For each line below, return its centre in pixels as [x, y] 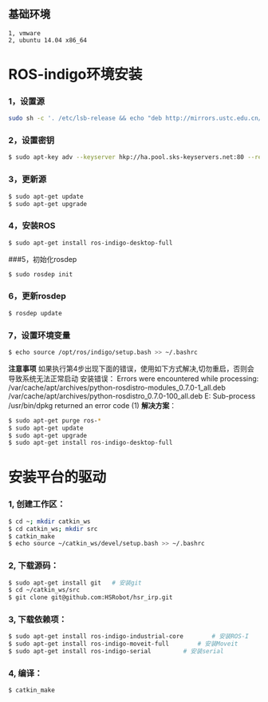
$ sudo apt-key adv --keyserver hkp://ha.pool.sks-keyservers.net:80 [126, 157]
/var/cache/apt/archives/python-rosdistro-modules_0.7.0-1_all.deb [117, 387]
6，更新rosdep [37, 296]
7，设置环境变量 [39, 335]
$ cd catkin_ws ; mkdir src [53, 529]
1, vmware [25, 33]
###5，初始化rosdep [43, 259]
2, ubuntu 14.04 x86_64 [48, 40]
